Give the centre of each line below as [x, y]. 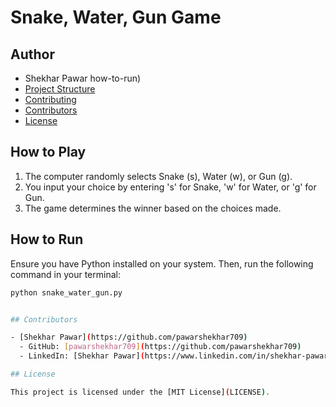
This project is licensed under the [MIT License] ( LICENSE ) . [140, 392]
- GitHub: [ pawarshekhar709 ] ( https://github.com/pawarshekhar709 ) [160, 347]
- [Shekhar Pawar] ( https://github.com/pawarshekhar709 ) [129, 337]
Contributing [50, 99]
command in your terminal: [65, 274]
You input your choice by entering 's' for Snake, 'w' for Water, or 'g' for [170, 187]
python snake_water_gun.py [66, 292]
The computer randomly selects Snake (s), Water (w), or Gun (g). [158, 176]
